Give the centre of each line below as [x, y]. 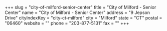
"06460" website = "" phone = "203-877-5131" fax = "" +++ [67, 23]
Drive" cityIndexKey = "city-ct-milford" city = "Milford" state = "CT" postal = [83, 18]
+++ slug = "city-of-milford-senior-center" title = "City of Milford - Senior [80, 7]
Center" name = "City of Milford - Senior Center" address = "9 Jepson [77, 12]
